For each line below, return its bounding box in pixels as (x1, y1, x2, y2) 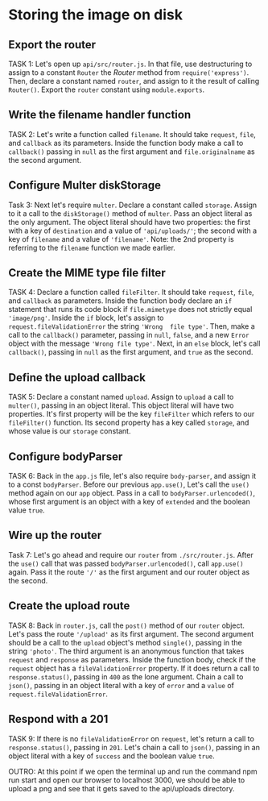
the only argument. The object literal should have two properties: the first (8, 217, 251, 226)
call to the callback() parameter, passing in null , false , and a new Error (8, 330, 249, 340)
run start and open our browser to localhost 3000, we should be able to (8, 775, 245, 785)
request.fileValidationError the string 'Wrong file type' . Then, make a (8, 322, 255, 331)
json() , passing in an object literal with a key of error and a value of (8, 680, 235, 690)
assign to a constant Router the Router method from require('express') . (8, 68, 249, 77)
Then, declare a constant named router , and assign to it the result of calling (8, 77, 260, 85)
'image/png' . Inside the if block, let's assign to (8, 313, 164, 323)
